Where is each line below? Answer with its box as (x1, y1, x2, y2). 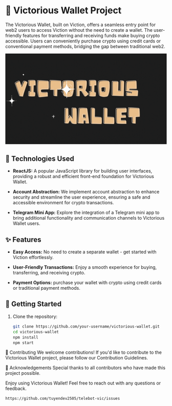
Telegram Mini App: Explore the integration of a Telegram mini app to (12, 209, 160, 216)
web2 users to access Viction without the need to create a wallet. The (5, 27, 153, 33)
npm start (12, 340, 34, 345)
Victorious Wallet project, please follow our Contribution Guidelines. (5, 355, 148, 361)
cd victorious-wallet (12, 329, 59, 334)
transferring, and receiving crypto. (12, 270, 85, 276)
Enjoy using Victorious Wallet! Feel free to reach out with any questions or (5, 380, 161, 386)
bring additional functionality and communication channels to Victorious (12, 215, 165, 221)
